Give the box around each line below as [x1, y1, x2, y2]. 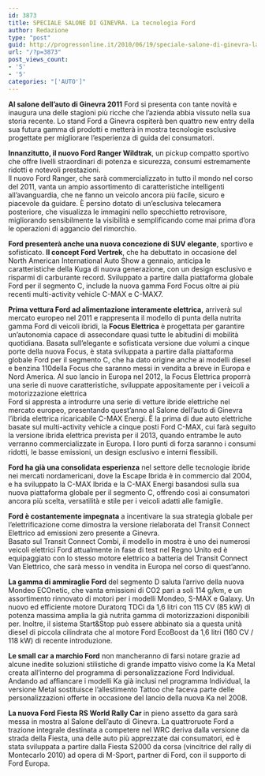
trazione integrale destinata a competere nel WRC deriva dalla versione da [8, 725, 250, 734]
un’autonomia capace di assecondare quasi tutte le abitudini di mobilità [8, 329, 239, 339]
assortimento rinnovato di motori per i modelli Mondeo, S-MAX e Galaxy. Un [8, 594, 255, 603]
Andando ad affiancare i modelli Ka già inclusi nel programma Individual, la [8, 676, 251, 685]
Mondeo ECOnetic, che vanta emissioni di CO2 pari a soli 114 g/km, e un [8, 585, 243, 594]
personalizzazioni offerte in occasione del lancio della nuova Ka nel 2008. [8, 692, 248, 703]
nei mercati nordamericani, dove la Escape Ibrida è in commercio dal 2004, [8, 470, 252, 480]
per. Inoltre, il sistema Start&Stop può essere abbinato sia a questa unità [8, 619, 242, 628]
